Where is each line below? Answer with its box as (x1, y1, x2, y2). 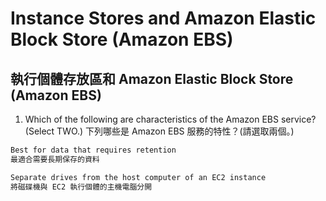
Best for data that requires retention (10, 145, 177, 155)
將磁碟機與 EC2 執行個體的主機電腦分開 (10, 182, 153, 192)
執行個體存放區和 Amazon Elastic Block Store (10, 70, 294, 87)
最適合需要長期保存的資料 (10, 154, 100, 164)
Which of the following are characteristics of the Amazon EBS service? (24, 113, 317, 125)
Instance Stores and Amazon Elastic (10, 7, 317, 30)
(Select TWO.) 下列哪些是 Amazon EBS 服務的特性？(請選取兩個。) (24, 125, 295, 137)
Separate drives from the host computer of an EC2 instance (10, 172, 267, 182)
